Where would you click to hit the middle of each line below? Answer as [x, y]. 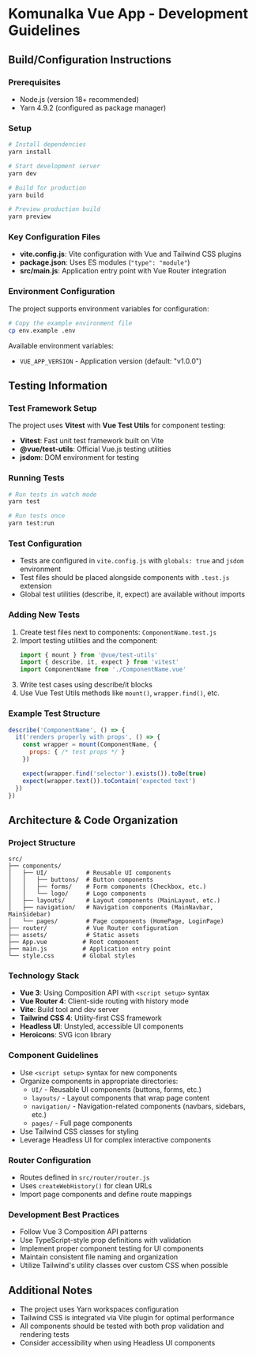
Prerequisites [34, 82]
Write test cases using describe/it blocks [86, 685]
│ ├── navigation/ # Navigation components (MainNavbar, [111, 908]
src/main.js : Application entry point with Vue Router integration [123, 271]
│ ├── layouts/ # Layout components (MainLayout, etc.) [115, 901]
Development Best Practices [64, 1214]
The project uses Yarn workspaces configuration [99, 1309]
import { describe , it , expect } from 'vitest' [100, 662]
